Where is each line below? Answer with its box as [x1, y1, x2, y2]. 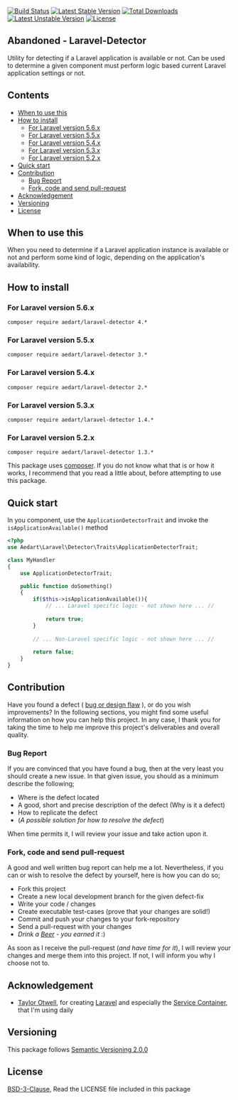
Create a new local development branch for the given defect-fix [17, 892, 205, 901]
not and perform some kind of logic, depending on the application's [7, 253, 205, 262]
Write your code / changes [17, 900, 96, 908]
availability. [7, 261, 40, 269]
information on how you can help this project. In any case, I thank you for [7, 715, 222, 724]
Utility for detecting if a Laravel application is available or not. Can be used [7, 53, 225, 62]
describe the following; [7, 779, 75, 788]
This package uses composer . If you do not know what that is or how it [7, 462, 215, 470]
